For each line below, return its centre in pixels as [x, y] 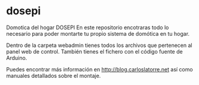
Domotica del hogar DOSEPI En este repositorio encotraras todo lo [88, 27]
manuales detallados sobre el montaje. [54, 75]
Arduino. [17, 58]
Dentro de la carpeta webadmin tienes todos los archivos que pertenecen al [99, 45]
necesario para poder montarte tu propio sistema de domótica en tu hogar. [98, 33]
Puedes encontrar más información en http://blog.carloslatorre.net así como [99, 69]
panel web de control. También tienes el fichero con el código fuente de [94, 51]
